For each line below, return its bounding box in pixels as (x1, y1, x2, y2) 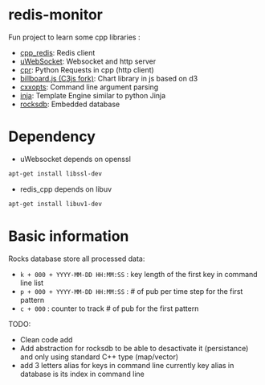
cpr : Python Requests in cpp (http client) (19, 64, 154, 74)
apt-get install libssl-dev (8, 169, 103, 178)
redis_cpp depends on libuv (19, 184, 112, 194)
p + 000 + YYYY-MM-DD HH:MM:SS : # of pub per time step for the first (19, 286, 243, 296)
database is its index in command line (19, 369, 145, 379)
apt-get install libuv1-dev (8, 200, 103, 208)
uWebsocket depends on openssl (19, 154, 131, 164)
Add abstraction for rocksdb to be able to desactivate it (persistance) (19, 343, 249, 353)
